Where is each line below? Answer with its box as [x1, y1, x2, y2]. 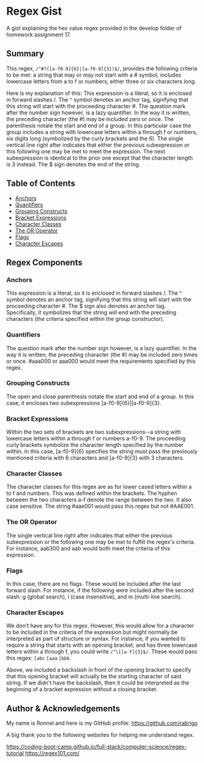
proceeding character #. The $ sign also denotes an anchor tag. [6, 303, 166, 310]
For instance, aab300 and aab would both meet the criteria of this [6, 544, 171, 552]
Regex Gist [6, 4, 62, 18]
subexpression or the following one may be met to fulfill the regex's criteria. [6, 538, 195, 546]
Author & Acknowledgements [6, 703, 120, 714]
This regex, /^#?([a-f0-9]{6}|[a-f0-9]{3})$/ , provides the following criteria [6, 65, 197, 72]
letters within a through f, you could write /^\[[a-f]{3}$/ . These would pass [6, 648, 197, 655]
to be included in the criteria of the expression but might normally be [6, 628, 178, 636]
